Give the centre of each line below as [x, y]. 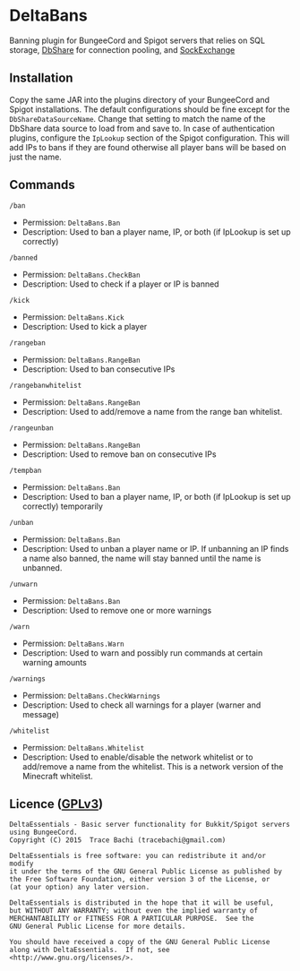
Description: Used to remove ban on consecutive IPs [119, 454]
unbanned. [42, 567]
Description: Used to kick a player [85, 326]
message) [41, 714]
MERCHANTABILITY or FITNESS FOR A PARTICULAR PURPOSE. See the [132, 919]
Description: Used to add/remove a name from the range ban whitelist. [152, 411]
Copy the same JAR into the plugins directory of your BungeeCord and [140, 99]
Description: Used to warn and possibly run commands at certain [142, 653]
